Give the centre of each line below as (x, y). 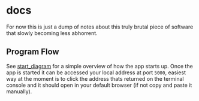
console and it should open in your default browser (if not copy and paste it (99, 85)
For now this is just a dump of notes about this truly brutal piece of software (100, 27)
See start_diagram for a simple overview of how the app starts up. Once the (99, 66)
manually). (19, 91)
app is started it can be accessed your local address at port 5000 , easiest (96, 72)
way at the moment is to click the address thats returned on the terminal (95, 78)
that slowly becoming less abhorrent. (52, 33)
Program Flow (33, 52)
